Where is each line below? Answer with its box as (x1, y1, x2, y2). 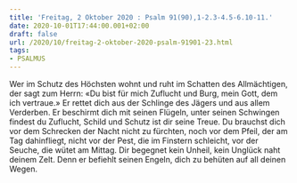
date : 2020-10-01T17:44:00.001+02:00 (9, 21, 150, 30)
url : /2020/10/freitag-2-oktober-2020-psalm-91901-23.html (9, 37, 234, 47)
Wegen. (9, 163, 38, 174)
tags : (9, 46, 29, 55)
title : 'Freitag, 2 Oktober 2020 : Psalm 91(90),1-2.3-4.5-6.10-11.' (9, 12, 274, 22)
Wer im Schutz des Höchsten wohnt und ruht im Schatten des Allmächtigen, (9, 79, 288, 89)
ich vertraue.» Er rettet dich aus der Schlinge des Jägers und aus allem (9, 98, 270, 107)
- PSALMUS (9, 54, 46, 63)
